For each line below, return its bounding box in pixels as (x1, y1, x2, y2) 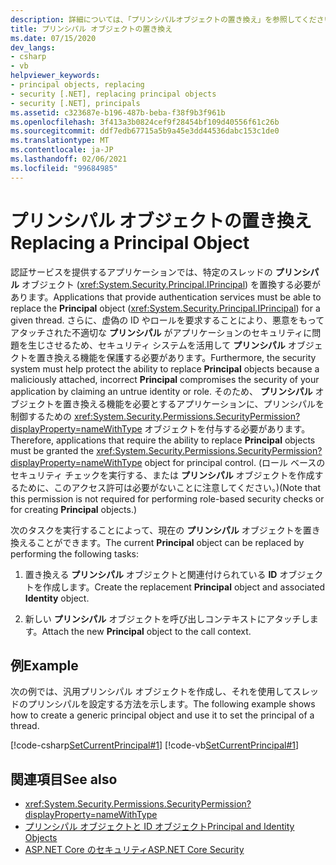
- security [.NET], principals (10, 98, 141, 108)
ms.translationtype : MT (10, 136, 110, 146)
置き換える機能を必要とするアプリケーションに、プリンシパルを (62, 397, 325, 410)
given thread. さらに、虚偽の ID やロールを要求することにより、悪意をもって (10, 314, 325, 326)
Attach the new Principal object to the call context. (41, 625, 252, 637)
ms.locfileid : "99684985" (10, 163, 118, 173)
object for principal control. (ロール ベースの (144, 456, 326, 468)
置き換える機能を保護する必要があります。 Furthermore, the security (36, 351, 317, 363)
